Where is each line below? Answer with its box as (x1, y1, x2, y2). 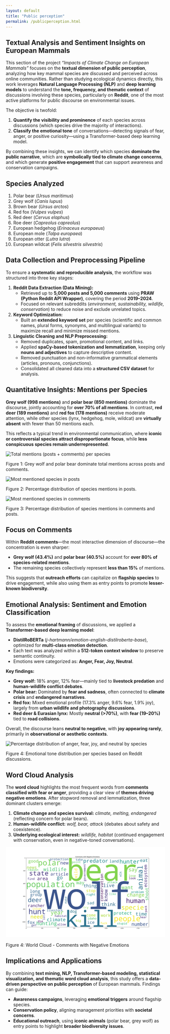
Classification (6, 608, 51, 617)
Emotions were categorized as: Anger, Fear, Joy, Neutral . (13, 658, 134, 664)
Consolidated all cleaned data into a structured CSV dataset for (20, 365, 155, 371)
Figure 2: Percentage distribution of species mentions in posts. (6, 486, 137, 492)
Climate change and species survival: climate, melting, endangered (13, 810, 156, 816)
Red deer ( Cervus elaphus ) (13, 215, 70, 220)
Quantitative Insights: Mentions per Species (6, 385, 148, 394)
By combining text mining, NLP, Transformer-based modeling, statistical (6, 970, 160, 976)
